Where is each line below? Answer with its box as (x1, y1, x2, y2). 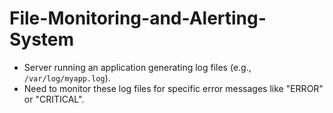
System (9, 28, 75, 51)
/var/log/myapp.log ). (23, 72, 111, 84)
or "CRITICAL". (23, 93, 85, 105)
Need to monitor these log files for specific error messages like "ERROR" (23, 82, 324, 94)
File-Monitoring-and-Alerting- (9, 7, 267, 30)
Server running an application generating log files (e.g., (23, 61, 252, 73)
